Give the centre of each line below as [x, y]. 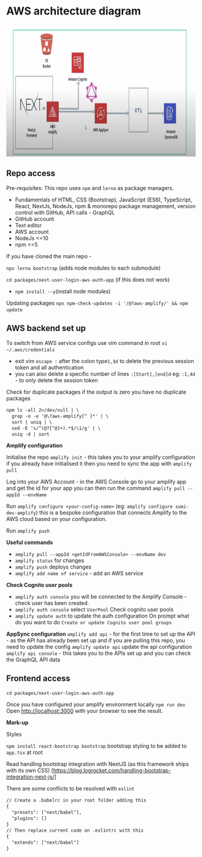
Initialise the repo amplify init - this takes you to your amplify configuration [101, 457]
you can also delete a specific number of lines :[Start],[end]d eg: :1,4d [105, 374]
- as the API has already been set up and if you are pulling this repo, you [96, 640]
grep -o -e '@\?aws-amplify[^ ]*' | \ [60, 416]
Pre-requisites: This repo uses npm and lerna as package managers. [90, 188]
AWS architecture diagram [74, 11]
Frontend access [38, 678]
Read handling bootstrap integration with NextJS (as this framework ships [98, 764]
